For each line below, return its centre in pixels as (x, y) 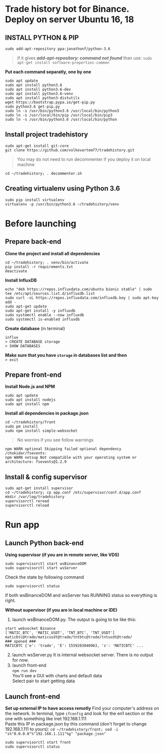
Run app (22, 525)
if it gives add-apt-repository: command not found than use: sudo (84, 58)
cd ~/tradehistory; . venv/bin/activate (47, 262)
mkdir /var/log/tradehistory (35, 497)
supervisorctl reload (27, 505)
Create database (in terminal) (35, 328)
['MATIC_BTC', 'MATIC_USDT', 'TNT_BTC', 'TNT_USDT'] (60, 633)
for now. (21, 660)
